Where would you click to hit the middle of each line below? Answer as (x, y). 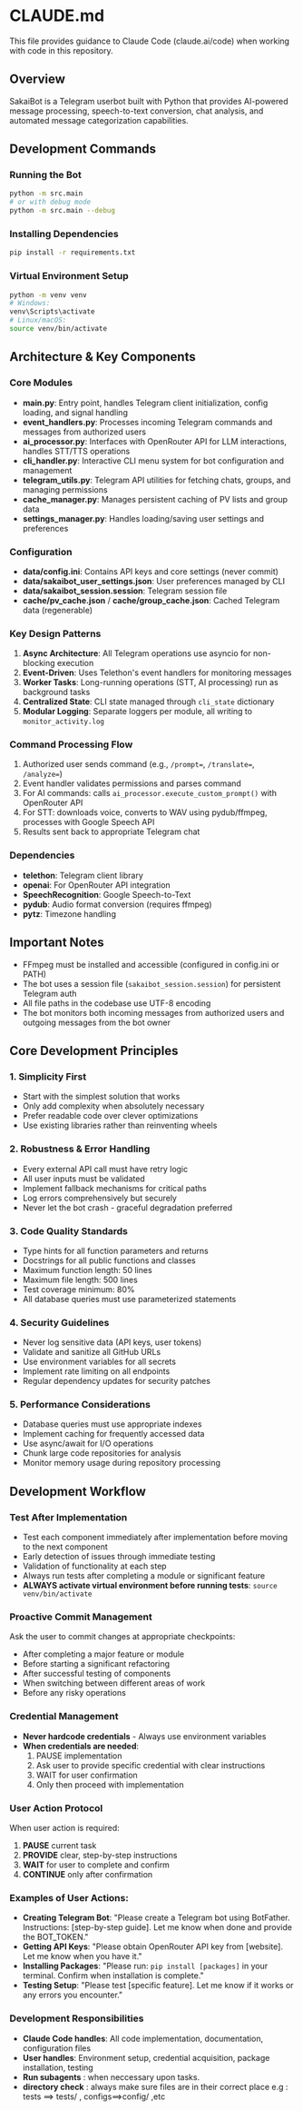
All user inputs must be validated (83, 1179)
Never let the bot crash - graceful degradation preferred (127, 1207)
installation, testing (58, 2067)
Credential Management (64, 1717)
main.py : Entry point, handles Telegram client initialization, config (145, 403)
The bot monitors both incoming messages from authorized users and (153, 1012)
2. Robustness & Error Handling (80, 1149)
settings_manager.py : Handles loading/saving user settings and (143, 518)
